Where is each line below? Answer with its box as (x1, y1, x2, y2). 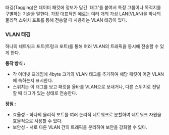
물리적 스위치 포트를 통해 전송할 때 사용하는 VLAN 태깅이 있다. (5, 17, 128, 23)
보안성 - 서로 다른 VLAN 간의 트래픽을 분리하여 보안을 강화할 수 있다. (12, 124, 148, 130)
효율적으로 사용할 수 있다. (12, 118, 63, 124)
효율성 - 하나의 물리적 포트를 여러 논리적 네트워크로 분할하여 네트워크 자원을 (12, 112, 161, 118)
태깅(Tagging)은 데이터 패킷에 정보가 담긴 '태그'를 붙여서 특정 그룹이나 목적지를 (5, 5, 161, 10)
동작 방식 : (5, 60, 25, 67)
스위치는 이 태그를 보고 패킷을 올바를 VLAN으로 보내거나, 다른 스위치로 (12, 84, 151, 90)
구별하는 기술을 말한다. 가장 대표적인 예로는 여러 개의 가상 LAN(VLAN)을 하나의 (5, 11, 161, 17)
